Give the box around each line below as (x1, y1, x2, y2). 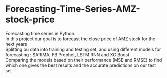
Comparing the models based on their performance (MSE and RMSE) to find (5, 57, 162, 63)
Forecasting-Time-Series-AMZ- (5, 3, 140, 15)
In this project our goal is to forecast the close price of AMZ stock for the (5, 36, 156, 42)
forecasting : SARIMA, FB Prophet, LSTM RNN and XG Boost (5, 51, 129, 58)
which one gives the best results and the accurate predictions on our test (5, 62, 156, 68)
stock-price (5, 14, 55, 25)
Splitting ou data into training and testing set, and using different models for (5, 46, 161, 52)
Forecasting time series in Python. (5, 30, 76, 36)
